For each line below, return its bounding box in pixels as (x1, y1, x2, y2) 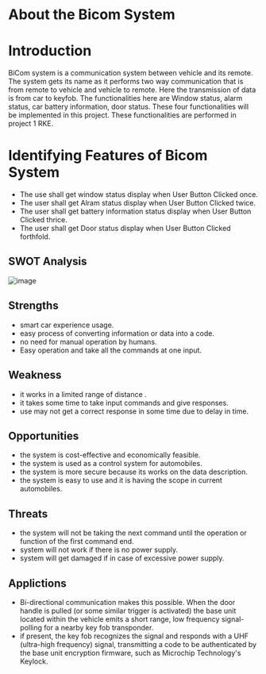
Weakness (8, 368, 62, 382)
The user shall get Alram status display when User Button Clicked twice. (19, 198, 256, 208)
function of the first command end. (19, 537, 134, 546)
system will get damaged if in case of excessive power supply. (19, 553, 225, 563)
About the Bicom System (8, 6, 176, 24)
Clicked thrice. (19, 215, 67, 225)
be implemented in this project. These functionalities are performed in (8, 110, 237, 120)
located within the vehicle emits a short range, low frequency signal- (19, 614, 245, 624)
